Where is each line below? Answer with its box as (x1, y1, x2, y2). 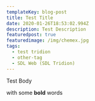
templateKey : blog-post (6, 9, 67, 15)
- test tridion (12, 49, 51, 55)
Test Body (6, 77, 32, 84)
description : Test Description (6, 26, 86, 32)
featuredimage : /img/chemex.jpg (6, 37, 89, 43)
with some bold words (6, 89, 63, 96)
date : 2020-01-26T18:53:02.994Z (6, 20, 89, 26)
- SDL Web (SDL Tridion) (12, 60, 75, 66)
